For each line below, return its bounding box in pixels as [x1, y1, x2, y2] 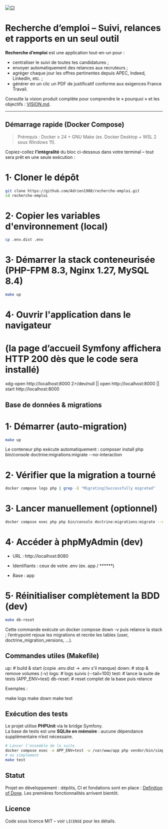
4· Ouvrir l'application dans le [5, 309, 131, 321]
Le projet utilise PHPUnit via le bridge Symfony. [5, 723, 103, 729]
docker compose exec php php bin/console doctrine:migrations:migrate [5, 520, 155, 525]
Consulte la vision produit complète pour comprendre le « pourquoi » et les [5, 95, 160, 101]
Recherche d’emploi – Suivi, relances [5, 23, 161, 34]
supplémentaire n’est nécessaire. [5, 734, 73, 740]
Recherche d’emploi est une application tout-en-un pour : [5, 49, 125, 55]
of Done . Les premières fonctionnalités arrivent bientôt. [5, 790, 119, 796]
